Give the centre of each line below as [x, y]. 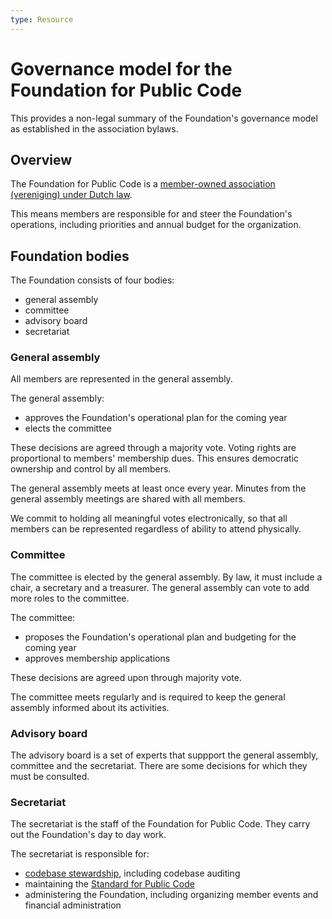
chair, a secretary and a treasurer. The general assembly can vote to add [160, 587]
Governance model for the [121, 68]
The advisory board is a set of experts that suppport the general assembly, [164, 755]
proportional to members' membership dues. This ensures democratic [155, 458]
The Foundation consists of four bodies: [92, 280]
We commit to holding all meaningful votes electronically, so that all [149, 518]
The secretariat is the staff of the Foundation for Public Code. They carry [160, 824]
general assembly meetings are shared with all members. [128, 499]
